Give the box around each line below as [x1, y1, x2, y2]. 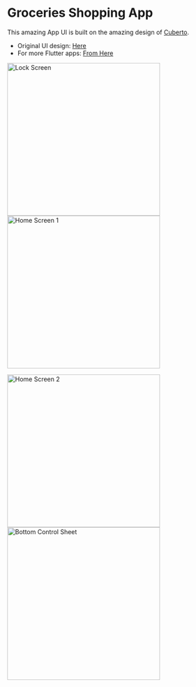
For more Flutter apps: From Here [17, 49, 114, 57]
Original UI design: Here [17, 41, 86, 50]
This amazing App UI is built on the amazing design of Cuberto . [7, 28, 190, 36]
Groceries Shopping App [7, 5, 153, 21]
